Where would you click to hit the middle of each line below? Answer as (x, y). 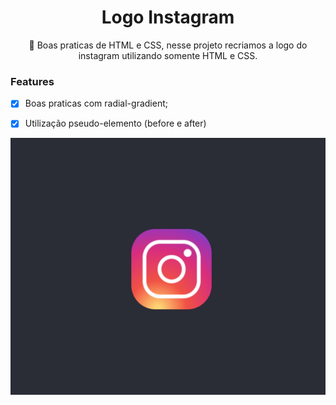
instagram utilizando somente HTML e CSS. (168, 55)
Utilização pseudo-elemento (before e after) (115, 123)
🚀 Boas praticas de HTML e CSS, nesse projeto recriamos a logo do (168, 45)
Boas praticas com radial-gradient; (96, 103)
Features (32, 81)
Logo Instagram (168, 17)
